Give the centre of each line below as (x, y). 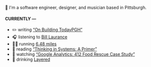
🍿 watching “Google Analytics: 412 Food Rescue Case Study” (74, 54)
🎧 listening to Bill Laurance (40, 37)
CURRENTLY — (21, 18)
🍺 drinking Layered (31, 59)
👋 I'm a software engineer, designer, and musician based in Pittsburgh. (76, 8)
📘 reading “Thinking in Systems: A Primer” (55, 49)
